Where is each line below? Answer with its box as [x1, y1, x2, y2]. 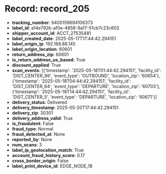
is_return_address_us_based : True [12, 56, 86, 62]
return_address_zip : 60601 [12, 51, 69, 57]
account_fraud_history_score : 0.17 [12, 152, 85, 158]
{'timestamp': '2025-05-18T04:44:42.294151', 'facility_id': [12, 78, 131, 84]
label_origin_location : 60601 [12, 46, 72, 52]
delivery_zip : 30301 [12, 109, 54, 115]
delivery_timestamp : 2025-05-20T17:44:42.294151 [12, 104, 119, 110]
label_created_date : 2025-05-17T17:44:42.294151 [12, 35, 116, 41]
